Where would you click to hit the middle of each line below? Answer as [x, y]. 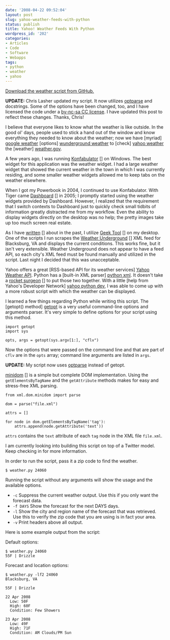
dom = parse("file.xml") [32, 404]
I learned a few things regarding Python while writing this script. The [77, 301]
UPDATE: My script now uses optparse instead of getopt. [65, 365]
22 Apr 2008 [18, 597]
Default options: [22, 542]
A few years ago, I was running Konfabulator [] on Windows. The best [78, 158]
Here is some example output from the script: [53, 532]
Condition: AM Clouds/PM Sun [41, 633]
